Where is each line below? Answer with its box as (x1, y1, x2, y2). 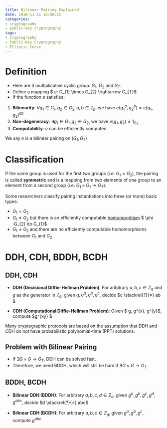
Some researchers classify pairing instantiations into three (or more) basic (5, 193, 158, 199)
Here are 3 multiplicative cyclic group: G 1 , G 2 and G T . (12, 82, 122, 90)
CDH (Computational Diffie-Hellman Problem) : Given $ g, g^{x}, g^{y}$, (12, 308, 162, 314)
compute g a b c (12, 416, 41, 423)
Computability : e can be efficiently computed (12, 126, 107, 132)
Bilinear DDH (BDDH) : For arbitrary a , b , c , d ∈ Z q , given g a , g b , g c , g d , (12, 391, 156, 399)
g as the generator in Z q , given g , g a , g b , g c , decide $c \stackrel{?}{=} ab (12, 291, 161, 299)
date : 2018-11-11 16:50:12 (5, 12, 61, 17)
